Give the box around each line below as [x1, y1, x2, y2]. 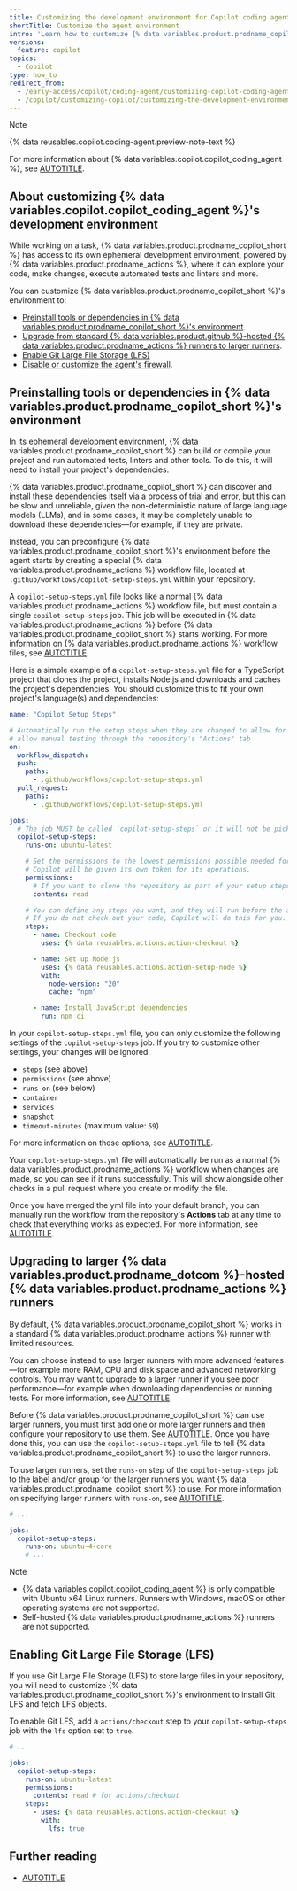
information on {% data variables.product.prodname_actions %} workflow [9, 639, 278, 648]
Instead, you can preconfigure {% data [9, 537, 150, 546]
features [253, 1354, 285, 1365]
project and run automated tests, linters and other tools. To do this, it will [9, 455, 273, 465]
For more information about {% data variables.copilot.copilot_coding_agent [9, 154, 283, 165]
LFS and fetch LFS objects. [9, 1699, 108, 1709]
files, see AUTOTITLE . [9, 647, 90, 658]
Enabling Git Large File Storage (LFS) [9, 1647, 215, 1662]
